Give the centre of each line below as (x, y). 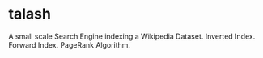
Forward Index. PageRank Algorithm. (70, 44)
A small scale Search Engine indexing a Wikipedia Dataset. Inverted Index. (132, 36)
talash (30, 14)
